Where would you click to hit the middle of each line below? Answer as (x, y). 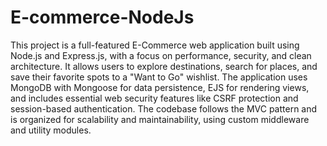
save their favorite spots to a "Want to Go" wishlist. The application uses (159, 77)
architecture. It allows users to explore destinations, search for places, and (164, 66)
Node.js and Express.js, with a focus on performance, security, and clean (161, 55)
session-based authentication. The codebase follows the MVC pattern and (164, 108)
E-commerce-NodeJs (102, 17)
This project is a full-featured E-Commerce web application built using (155, 45)
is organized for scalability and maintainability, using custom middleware (160, 119)
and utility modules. (51, 130)
